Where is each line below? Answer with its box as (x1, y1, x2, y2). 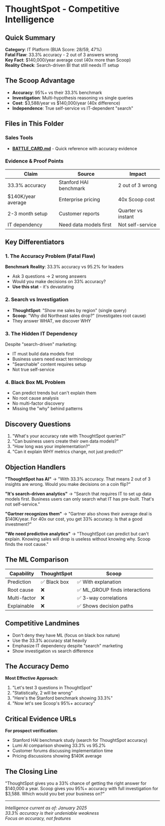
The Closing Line (5, 767, 58, 776)
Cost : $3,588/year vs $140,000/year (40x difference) (12, 100, 120, 106)
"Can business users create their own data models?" (12, 438, 119, 444)
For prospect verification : (5, 728, 58, 734)
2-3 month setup (7, 210, 48, 217)
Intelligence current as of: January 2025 (5, 805, 87, 811)
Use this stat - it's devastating (12, 284, 74, 290)
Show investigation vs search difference (12, 648, 94, 654)
